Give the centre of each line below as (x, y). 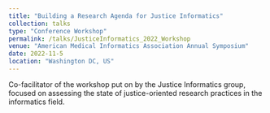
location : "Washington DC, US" (61, 62)
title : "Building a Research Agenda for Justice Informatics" (116, 16)
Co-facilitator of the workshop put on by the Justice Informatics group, (127, 84)
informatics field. (37, 102)
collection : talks (39, 24)
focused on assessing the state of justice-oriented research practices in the (135, 93)
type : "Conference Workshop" (58, 31)
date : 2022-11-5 (36, 54)
